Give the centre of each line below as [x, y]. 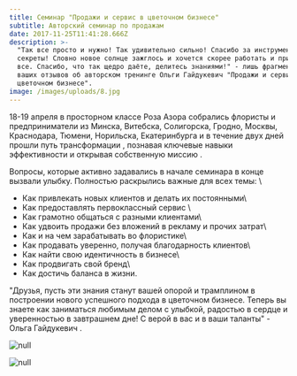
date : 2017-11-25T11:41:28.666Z [69, 34]
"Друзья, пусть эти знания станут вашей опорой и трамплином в [132, 290]
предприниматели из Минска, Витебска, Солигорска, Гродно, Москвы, [144, 126]
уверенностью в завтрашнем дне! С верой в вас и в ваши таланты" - [140, 318]
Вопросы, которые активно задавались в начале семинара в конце [137, 171]
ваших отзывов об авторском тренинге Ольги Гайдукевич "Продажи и [142, 75]
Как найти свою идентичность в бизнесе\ [100, 254]
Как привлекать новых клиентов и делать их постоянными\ [134, 198]
